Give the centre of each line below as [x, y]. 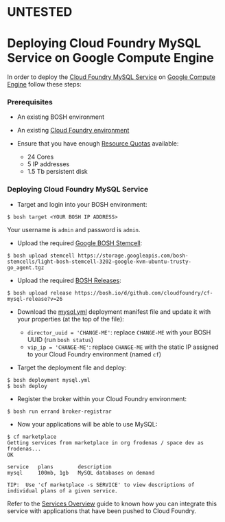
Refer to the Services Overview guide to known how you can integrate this [112, 503]
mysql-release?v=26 [35, 299]
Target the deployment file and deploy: [72, 367]
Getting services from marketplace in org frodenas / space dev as [106, 443]
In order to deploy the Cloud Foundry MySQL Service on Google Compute [111, 77]
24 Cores [40, 157]
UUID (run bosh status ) [60, 339]
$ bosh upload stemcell [41, 256]
